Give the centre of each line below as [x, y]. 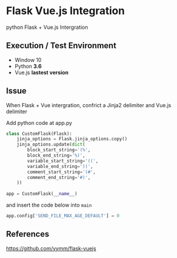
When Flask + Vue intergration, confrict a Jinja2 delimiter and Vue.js [89, 105]
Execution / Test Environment [61, 46]
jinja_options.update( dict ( [51, 145]
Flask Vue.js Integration [66, 11]
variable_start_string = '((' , [63, 161]
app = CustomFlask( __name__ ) [42, 194]
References [28, 234]
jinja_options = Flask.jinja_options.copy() [72, 139]
